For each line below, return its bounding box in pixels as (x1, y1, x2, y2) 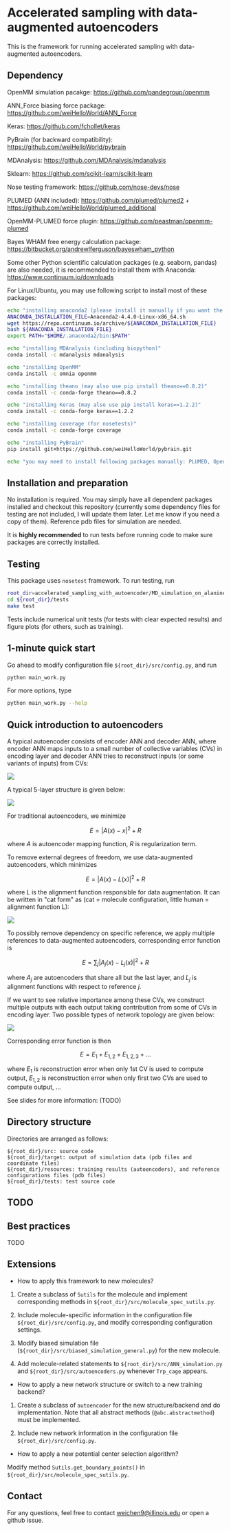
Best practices (7, 1220, 71, 1232)
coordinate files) (7, 1160, 60, 1167)
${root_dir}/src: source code (7, 1148, 94, 1154)
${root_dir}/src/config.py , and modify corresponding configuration (16, 1318, 213, 1326)
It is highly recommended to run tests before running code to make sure (7, 531, 213, 539)
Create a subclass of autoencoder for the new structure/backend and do (16, 1401, 221, 1409)
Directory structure (7, 1116, 91, 1128)
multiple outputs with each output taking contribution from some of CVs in (7, 1003, 217, 1011)
